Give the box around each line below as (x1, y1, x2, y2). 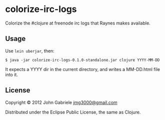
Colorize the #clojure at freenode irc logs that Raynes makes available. (5, 20, 151, 26)
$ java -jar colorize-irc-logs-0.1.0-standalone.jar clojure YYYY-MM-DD (5, 57, 160, 62)
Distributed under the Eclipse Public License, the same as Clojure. (5, 109, 141, 115)
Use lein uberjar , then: (5, 47, 55, 53)
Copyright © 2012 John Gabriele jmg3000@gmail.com (5, 99, 117, 105)
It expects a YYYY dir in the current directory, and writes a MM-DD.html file (5, 66, 160, 72)
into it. (5, 71, 18, 77)
